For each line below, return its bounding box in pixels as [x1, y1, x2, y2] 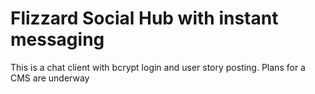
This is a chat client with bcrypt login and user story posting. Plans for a [10, 61, 306, 73]
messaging [10, 28, 105, 51]
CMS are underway [10, 72, 90, 84]
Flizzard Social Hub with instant [10, 7, 279, 30]
